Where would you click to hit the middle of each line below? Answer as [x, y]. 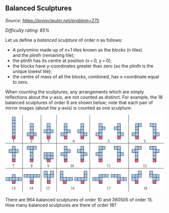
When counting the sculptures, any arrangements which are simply [75, 92]
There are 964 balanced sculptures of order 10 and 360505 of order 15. [79, 200]
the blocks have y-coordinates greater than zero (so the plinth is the [83, 66]
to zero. [20, 82]
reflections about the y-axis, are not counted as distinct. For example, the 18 [84, 97]
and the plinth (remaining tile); [44, 55]
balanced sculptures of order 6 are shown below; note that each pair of [79, 102]
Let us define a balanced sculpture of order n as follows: [64, 40]
